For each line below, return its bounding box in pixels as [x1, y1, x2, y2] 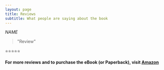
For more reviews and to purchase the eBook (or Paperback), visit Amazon [5, 59, 159, 65]
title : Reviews [5, 12, 36, 16]
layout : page [5, 7, 32, 12]
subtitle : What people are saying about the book [5, 16, 108, 21]
